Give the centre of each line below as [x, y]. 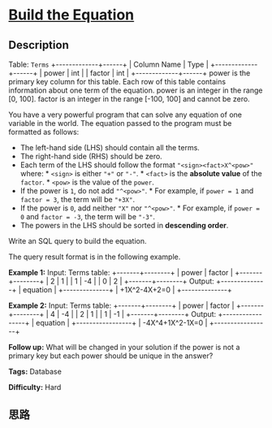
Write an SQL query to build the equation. [78, 241]
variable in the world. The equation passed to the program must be [120, 123]
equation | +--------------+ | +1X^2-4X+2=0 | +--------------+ [128, 290]
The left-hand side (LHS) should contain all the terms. [110, 147]
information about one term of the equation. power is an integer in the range [136, 90]
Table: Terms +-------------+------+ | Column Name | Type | [108, 64]
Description [39, 45]
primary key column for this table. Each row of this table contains [117, 82]
